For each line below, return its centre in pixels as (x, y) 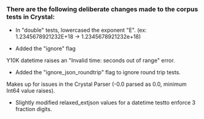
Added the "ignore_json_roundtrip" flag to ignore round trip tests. (98, 72)
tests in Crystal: (31, 17)
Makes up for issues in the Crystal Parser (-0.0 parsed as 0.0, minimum (96, 84)
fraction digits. (33, 109)
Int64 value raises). (31, 91)
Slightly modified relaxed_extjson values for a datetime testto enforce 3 (105, 102)
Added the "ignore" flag (45, 48)
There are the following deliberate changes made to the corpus (102, 9)
